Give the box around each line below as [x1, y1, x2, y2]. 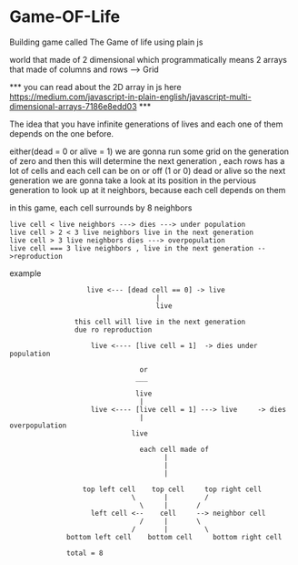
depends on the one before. [9, 128, 114, 139]
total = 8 [66, 549, 104, 558]
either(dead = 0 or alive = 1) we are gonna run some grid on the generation [9, 146, 289, 157]
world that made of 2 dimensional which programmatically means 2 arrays [9, 54, 288, 65]
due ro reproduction [74, 325, 153, 334]
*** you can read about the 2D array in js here [9, 81, 182, 92]
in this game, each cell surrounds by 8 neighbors [9, 202, 193, 213]
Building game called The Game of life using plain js [9, 36, 204, 47]
